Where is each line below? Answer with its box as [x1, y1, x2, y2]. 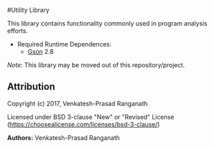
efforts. [7, 27, 28, 35]
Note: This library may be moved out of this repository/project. [7, 61, 186, 69]
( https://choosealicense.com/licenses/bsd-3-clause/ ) [7, 120, 161, 128]
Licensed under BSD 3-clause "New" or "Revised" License [7, 112, 175, 121]
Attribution [7, 81, 55, 93]
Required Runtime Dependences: [17, 40, 112, 48]
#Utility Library [7, 6, 50, 14]
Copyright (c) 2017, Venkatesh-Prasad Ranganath [7, 99, 148, 107]
